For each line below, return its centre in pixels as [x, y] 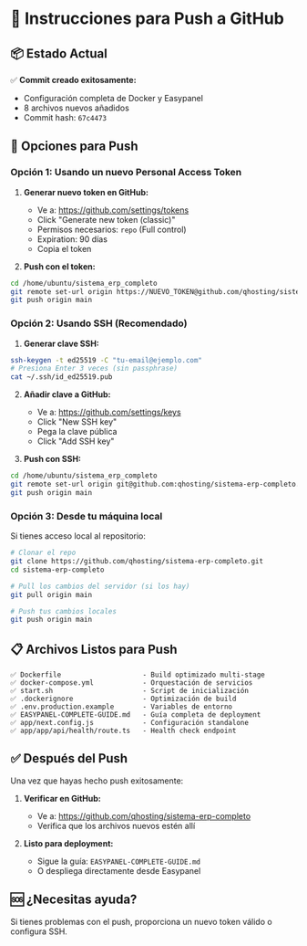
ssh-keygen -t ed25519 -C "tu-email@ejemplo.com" [107, 360]
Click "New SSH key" [77, 422]
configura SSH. [39, 931]
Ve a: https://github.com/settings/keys [109, 412]
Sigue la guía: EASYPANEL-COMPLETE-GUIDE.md [119, 861]
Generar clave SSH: [61, 343]
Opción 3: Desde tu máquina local [87, 516]
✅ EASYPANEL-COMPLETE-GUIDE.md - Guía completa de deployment [136, 715]
